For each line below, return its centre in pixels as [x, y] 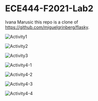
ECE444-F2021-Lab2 [49, 9]
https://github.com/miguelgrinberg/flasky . [47, 27]
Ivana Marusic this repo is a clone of [42, 22]
